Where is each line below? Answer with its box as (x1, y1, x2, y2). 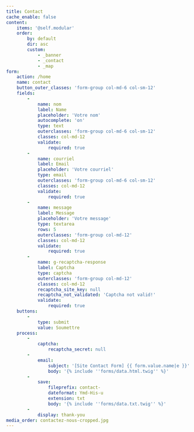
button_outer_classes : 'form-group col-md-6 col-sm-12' (16, 85, 156, 91)
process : (16, 330, 38, 336)
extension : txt (47, 396, 85, 402)
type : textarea (37, 221, 75, 227)
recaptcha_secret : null (47, 346, 107, 352)
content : (6, 19, 28, 25)
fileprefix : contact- (47, 385, 101, 390)
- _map (37, 63, 54, 69)
